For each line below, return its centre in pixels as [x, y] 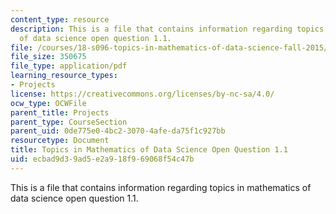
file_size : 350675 [48, 57]
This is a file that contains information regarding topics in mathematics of [161, 187]
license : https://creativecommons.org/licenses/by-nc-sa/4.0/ [142, 94]
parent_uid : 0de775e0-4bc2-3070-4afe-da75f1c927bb [118, 131]
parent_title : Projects [60, 112]
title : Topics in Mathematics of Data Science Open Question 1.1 [149, 150]
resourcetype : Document [60, 141]
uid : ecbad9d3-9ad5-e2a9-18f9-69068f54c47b [102, 159]
